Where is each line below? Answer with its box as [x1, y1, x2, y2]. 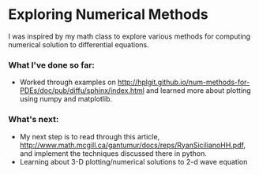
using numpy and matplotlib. [19, 94, 113, 104]
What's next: [8, 114, 59, 125]
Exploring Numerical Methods [8, 6, 208, 24]
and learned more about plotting [145, 86, 251, 95]
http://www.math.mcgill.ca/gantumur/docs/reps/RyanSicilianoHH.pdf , [19, 140, 246, 150]
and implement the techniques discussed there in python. [19, 148, 208, 158]
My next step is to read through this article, [19, 131, 160, 141]
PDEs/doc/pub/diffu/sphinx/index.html [19, 86, 145, 95]
